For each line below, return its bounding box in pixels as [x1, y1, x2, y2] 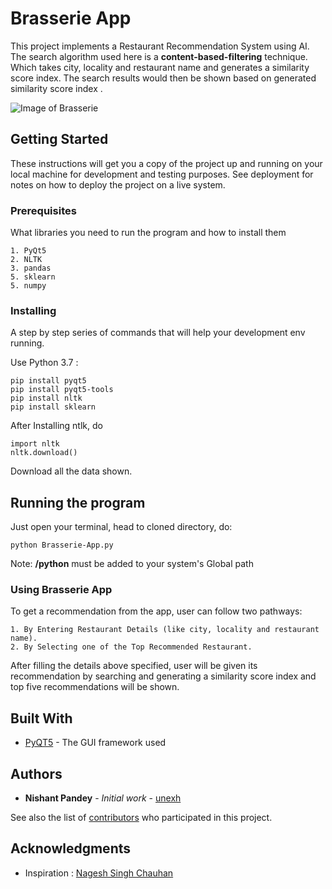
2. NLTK [10, 255, 43, 265]
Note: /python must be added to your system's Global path [10, 558, 254, 570]
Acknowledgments [10, 840, 132, 857]
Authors [10, 765, 63, 782]
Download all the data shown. [10, 465, 133, 477]
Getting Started [10, 131, 109, 148]
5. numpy [10, 281, 47, 291]
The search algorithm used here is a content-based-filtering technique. [10, 50, 308, 62]
